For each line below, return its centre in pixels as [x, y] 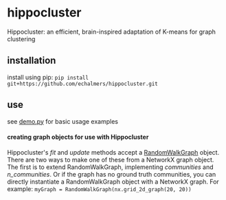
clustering [21, 38]
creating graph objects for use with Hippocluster [78, 137]
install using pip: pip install [48, 77]
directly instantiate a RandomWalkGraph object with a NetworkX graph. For [113, 181]
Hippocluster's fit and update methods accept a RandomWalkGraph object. [113, 152]
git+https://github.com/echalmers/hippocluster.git [82, 84]
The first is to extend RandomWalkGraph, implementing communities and [111, 167]
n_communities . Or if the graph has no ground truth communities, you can [112, 174]
